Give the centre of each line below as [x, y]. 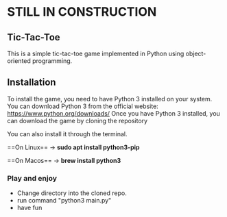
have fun [29, 208]
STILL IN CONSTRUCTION [82, 12]
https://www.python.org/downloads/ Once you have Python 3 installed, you [114, 113]
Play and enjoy [32, 178]
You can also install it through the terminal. [68, 133]
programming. [52, 61]
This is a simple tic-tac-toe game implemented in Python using [96, 53]
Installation [32, 82]
